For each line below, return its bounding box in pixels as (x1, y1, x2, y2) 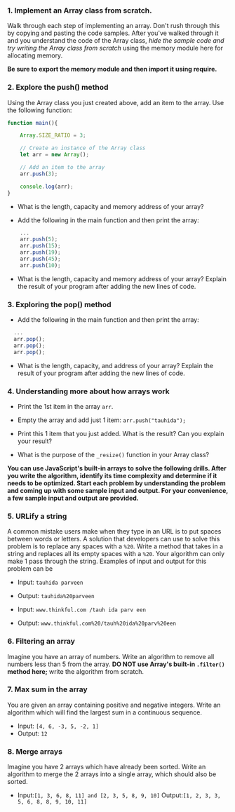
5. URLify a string (7, 511, 67, 521)
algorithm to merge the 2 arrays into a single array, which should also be (7, 770, 217, 778)
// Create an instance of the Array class (20, 144, 146, 152)
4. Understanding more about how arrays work (7, 386, 170, 396)
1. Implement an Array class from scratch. (7, 6, 152, 15)
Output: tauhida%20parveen (17, 592, 95, 600)
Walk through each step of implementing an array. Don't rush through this (7, 22, 220, 30)
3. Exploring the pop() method (7, 299, 112, 309)
